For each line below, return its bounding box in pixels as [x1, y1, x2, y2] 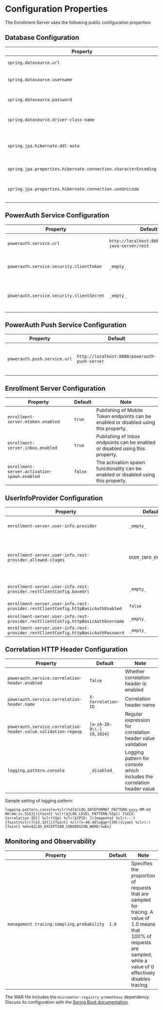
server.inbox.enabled [7, 445, 57, 451]
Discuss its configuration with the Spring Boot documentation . [5, 999, 130, 1005]
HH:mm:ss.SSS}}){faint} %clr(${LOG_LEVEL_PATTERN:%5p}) [5, 811, 120, 816]
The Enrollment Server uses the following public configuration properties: [5, 19, 152, 25]
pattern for [125, 755, 149, 762]
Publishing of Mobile [96, 407, 143, 414]
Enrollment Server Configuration [5, 384, 106, 392]
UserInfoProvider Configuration [5, 494, 103, 502]
